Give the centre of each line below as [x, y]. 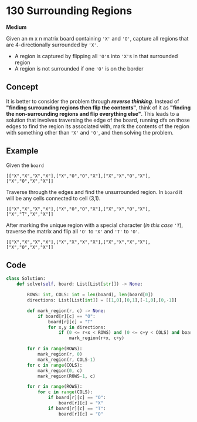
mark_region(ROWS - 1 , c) [66, 376]
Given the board [25, 165]
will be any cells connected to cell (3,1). [53, 198]
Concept [22, 87]
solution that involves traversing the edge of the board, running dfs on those [98, 120]
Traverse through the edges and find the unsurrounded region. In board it [94, 192]
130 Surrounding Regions [69, 11]
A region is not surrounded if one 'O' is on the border [79, 68]
